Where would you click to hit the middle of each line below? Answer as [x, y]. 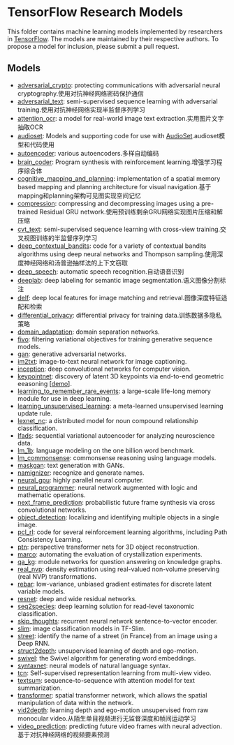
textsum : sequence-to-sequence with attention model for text [106, 680]
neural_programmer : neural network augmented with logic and [107, 487]
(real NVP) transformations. [57, 576]
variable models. [41, 591]
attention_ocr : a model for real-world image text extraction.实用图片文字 [120, 118]
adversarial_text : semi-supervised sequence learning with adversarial [117, 101]
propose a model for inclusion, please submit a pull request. [93, 46]
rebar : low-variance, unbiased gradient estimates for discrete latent [114, 584]
